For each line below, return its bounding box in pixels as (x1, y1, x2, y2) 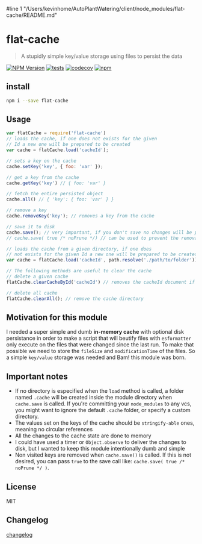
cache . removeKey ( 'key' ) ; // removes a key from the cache (6, 213, 155, 219)
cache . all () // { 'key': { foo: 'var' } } (6, 196, 114, 202)
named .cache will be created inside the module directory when (14, 394, 173, 401)
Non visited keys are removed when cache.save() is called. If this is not (14, 451, 191, 458)
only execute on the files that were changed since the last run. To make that (6, 341, 194, 348)
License (6, 481, 37, 492)
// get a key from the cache (6, 174, 79, 180)
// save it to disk (6, 224, 55, 230)
